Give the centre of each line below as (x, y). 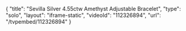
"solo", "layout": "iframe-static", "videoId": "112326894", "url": (84, 15)
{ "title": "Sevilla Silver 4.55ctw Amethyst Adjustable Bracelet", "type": (93, 9)
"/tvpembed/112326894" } (39, 22)
